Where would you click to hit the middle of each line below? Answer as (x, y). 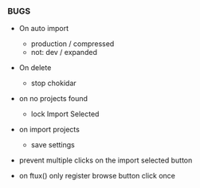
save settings (53, 145)
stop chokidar (53, 83)
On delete (35, 68)
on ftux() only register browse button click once (97, 176)
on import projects (49, 130)
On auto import (44, 29)
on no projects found (53, 99)
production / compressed (73, 44)
